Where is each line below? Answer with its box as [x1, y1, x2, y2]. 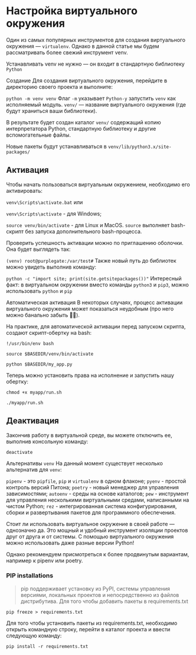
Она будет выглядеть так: [6, 246, 71, 253]
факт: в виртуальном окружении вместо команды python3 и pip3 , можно [6, 281, 189, 288]
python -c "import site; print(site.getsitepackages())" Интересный [6, 275, 182, 282]
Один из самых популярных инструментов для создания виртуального [6, 36, 186, 43]
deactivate [6, 449, 33, 455]
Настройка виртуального [6, 4, 138, 18]
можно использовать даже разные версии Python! [6, 539, 135, 546]
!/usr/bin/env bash [6, 340, 54, 347]
